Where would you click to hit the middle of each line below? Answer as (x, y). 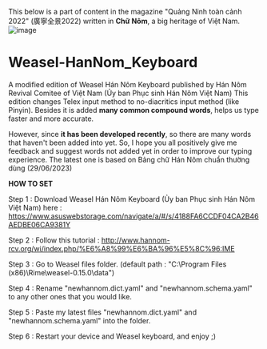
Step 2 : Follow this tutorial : (54, 240)
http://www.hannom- (135, 240)
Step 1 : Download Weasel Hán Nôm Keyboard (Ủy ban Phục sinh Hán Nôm (132, 199)
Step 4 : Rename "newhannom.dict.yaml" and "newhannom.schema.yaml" (131, 288)
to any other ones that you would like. (70, 296)
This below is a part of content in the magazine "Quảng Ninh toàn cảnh (125, 12)
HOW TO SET (31, 183)
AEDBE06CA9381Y (40, 224)
